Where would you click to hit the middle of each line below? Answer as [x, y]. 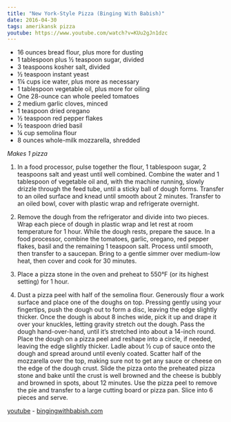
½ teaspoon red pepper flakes [60, 119]
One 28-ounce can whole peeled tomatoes [78, 97]
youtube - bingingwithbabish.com [55, 411]
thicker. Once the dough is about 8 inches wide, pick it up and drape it [117, 317]
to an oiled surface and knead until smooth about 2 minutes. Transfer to [119, 197]
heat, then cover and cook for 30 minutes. [77, 261]
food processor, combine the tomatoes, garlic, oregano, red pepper [113, 239]
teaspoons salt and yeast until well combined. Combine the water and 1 [118, 174]
